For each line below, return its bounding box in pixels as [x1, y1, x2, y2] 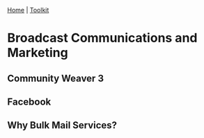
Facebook [7, 96, 52, 107]
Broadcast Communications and [7, 31, 198, 46]
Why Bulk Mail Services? [7, 119, 117, 131]
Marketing [7, 45, 68, 61]
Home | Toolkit [7, 6, 49, 14]
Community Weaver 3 [7, 72, 104, 84]
